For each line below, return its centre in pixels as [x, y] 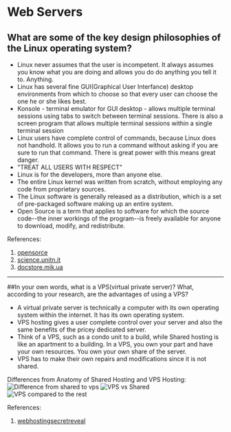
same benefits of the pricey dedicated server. [81, 329]
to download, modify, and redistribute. [71, 226]
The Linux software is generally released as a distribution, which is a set [119, 196]
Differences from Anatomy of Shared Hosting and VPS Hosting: [97, 379]
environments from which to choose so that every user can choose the [117, 94]
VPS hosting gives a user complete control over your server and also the [120, 322]
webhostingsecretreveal [51, 421]
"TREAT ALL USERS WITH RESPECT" [69, 167]
